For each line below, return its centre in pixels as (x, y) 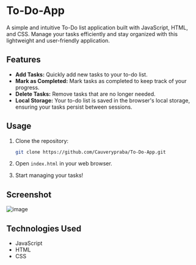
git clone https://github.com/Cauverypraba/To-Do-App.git (90, 152)
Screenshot (29, 194)
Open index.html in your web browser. (64, 164)
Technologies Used (44, 229)
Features (24, 60)
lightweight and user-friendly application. (58, 40)
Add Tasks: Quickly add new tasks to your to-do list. (81, 74)
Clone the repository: (42, 140)
